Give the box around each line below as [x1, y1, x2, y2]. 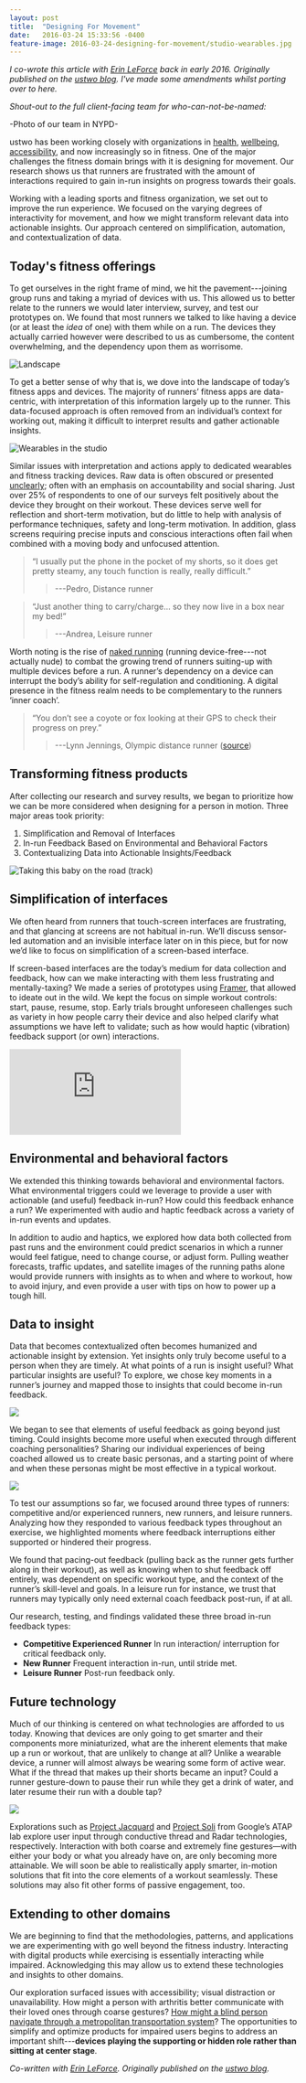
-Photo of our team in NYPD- [9, 119, 119, 130]
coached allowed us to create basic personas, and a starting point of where [9, 1453, 294, 1464]
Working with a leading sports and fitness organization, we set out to [9, 193, 269, 204]
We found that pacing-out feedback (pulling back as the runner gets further [9, 1554, 294, 1565]
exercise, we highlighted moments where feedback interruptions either [9, 1527, 276, 1538]
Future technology [9, 1693, 117, 1710]
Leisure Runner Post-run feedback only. [22, 1668, 175, 1679]
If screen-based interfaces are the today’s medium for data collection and [9, 962, 287, 974]
